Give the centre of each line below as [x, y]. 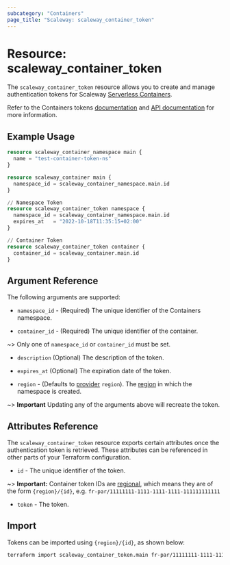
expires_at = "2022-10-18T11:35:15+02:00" [78, 222]
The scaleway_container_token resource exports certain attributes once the [113, 443]
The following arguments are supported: [64, 297]
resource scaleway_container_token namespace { [76, 209]
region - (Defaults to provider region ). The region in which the [104, 384]
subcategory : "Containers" [46, 13]
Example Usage [41, 137]
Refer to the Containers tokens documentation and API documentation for [111, 108]
